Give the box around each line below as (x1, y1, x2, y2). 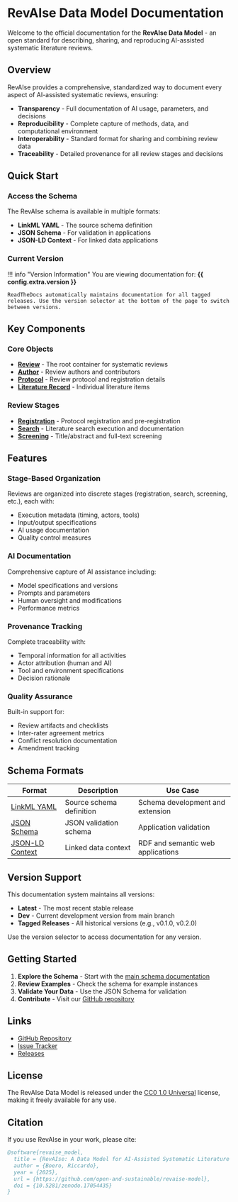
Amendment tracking (17, 744, 79, 752)
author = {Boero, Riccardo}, (13, 1162, 100, 1169)
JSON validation (64, 818, 119, 828)
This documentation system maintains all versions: (7, 890, 155, 898)
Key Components (7, 323, 86, 335)
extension (137, 806, 171, 816)
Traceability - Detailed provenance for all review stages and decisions (17, 149, 224, 157)
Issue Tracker (17, 1041, 58, 1050)
